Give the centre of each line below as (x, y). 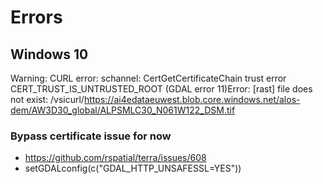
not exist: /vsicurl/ (47, 99)
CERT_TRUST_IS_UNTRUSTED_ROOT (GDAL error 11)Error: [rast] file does (161, 89)
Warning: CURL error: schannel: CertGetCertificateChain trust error (148, 78)
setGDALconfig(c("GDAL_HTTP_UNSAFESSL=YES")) (133, 168)
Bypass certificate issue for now (91, 136)
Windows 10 (49, 54)
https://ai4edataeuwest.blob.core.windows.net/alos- (192, 99)
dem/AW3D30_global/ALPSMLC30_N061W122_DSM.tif (123, 110)
